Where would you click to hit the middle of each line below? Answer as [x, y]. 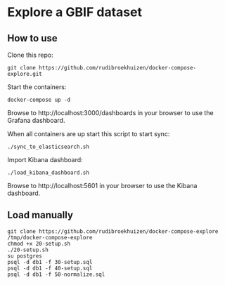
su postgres [25, 256]
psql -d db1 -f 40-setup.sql [50, 268]
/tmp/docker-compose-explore [50, 237]
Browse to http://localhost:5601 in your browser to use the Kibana [102, 186]
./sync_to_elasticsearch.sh [49, 147]
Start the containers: [37, 87]
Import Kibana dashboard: [45, 160]
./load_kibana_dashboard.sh [49, 173]
